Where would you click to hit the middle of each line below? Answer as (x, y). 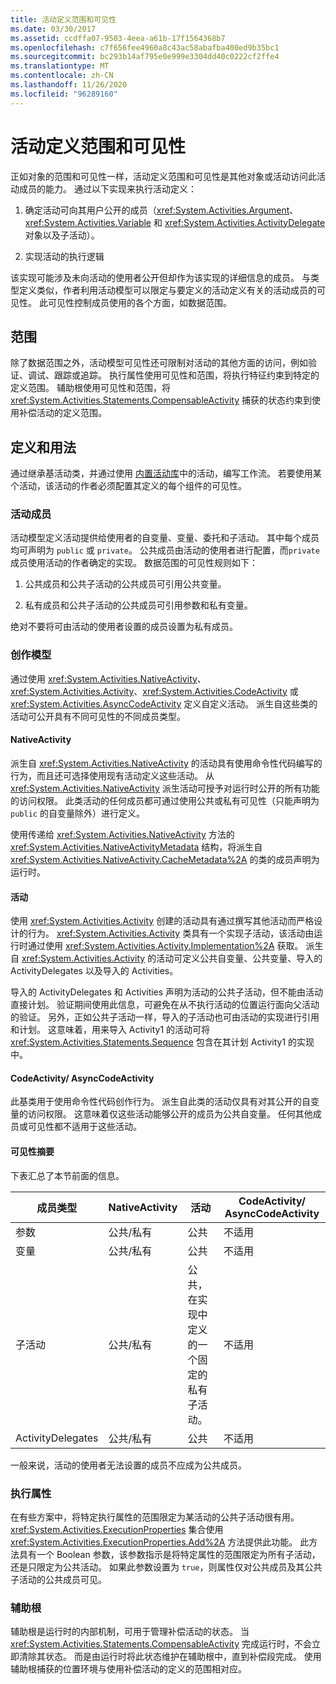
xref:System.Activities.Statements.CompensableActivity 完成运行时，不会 (161, 1644)
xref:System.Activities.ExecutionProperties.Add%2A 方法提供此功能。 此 (160, 1542)
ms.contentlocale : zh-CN (62, 76)
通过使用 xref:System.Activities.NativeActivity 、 (108, 678)
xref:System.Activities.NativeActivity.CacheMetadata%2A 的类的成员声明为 (165, 859)
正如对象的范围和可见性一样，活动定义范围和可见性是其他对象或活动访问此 (163, 176)
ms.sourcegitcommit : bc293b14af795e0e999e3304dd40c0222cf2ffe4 (145, 57)
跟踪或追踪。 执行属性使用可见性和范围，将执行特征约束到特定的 (186, 375)
